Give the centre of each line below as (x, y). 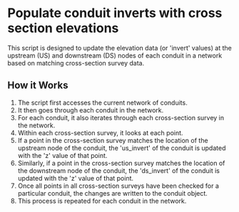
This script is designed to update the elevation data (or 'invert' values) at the (119, 48)
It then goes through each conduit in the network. (91, 110)
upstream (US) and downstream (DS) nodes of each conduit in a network (115, 55)
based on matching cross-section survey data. (76, 63)
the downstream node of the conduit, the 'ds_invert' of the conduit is (118, 170)
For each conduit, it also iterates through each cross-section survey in (121, 117)
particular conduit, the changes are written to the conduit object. (113, 193)
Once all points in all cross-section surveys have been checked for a (118, 186)
